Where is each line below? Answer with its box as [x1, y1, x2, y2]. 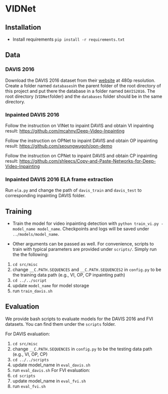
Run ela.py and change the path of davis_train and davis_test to [5, 187, 142, 193]
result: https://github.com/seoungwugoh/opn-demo [5, 143, 113, 149]
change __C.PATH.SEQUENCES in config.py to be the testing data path [12, 346, 152, 352]
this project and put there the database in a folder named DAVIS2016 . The [5, 88, 155, 94]
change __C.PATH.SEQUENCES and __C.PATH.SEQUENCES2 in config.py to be [12, 267, 161, 273]
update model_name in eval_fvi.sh [12, 377, 87, 384]
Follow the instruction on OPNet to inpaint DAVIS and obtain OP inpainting [5, 138, 158, 144]
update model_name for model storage [12, 283, 90, 289]
